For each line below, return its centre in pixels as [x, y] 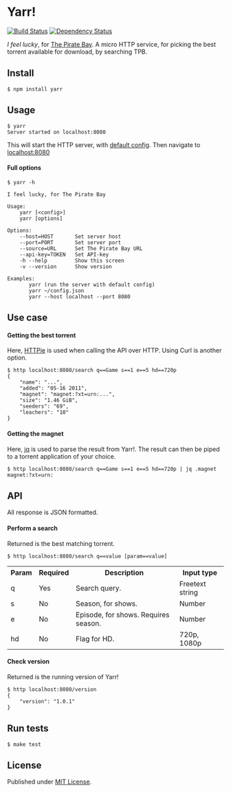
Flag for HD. [95, 639]
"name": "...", [41, 382]
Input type [200, 573]
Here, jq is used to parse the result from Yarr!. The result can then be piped [113, 449]
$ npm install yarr [35, 89]
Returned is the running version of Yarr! [63, 676]
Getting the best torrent [42, 335]
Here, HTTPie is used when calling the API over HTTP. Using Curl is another [114, 351]
